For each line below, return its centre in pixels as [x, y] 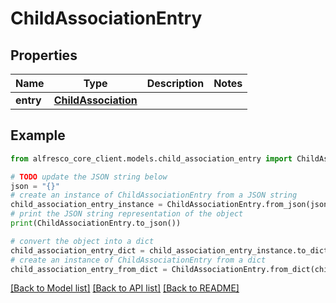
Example [38, 135]
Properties [44, 55]
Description [175, 83]
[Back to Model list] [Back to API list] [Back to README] [125, 288]
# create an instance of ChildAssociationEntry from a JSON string [154, 195]
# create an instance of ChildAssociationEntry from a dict [138, 260]
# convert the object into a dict [82, 241]
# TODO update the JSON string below [89, 177]
